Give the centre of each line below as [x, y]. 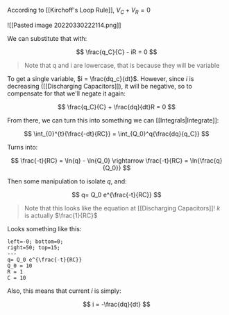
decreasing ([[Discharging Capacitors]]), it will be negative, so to [100, 86]
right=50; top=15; [34, 247]
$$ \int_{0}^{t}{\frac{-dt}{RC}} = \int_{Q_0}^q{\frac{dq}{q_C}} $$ [117, 134]
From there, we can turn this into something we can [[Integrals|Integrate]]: [113, 120]
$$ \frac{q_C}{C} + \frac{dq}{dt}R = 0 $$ [117, 107]
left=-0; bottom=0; [35, 242]
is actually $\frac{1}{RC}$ [61, 215]
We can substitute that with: [47, 38]
